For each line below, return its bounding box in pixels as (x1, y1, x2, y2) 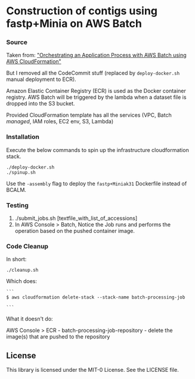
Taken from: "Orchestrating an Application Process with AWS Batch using (6, 52, 187, 59)
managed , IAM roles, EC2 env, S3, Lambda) (6, 118, 114, 125)
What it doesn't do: (6, 315, 53, 322)
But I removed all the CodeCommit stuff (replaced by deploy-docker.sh (6, 70, 180, 77)
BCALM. (6, 186, 27, 193)
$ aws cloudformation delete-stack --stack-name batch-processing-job (6, 294, 185, 300)
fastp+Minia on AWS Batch (6, 17, 142, 30)
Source (6, 38, 28, 46)
